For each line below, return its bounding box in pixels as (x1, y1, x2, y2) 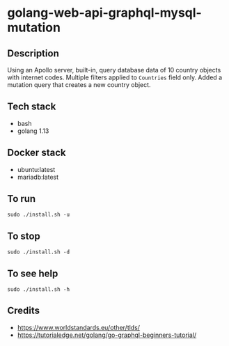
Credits (7, 305, 40, 317)
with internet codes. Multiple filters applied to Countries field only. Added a (7, 73, 223, 81)
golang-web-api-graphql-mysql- (7, 5, 202, 21)
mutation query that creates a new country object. (7, 81, 151, 88)
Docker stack (7, 147, 66, 159)
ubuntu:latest (17, 165, 56, 173)
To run (7, 193, 36, 205)
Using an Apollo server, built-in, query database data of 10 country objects (7, 66, 221, 74)
